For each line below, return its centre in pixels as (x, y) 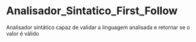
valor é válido (23, 33)
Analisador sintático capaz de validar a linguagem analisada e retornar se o (98, 27)
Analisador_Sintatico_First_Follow (92, 11)
